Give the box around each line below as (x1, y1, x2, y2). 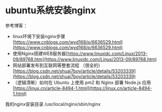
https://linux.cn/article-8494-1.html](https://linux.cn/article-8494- (14, 85, 152, 91)
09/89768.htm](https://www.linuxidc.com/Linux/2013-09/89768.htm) (12, 56, 157, 62)
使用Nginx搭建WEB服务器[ (12, 50, 68, 57)
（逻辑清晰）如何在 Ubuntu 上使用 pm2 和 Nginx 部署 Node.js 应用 (12, 79, 151, 86)
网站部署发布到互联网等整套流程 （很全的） (12, 62, 103, 68)
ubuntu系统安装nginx (5, 5, 96, 16)
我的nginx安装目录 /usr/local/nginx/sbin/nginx (5, 101, 101, 107)
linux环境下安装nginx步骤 (12, 33, 65, 39)
